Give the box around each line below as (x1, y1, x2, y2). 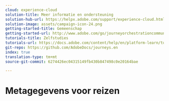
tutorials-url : (5, 40, 37, 45)
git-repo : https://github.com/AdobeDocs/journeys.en (5, 45, 118, 50)
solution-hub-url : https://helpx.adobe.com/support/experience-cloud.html (5, 17, 165, 22)
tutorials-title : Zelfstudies (5, 36, 69, 41)
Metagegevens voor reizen (5, 85, 120, 96)
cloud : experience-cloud (5, 7, 57, 13)
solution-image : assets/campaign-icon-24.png (5, 21, 102, 27)
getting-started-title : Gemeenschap (5, 26, 82, 31)
